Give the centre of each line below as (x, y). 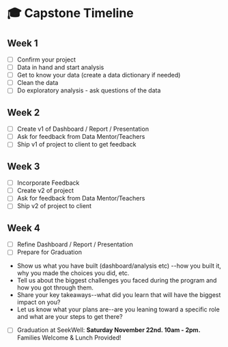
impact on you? (39, 303)
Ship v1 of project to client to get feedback (76, 144)
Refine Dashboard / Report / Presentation (75, 244)
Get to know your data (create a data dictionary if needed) (99, 75)
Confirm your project (46, 60)
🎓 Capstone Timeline (71, 13)
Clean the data (38, 83)
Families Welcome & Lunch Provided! (69, 338)
